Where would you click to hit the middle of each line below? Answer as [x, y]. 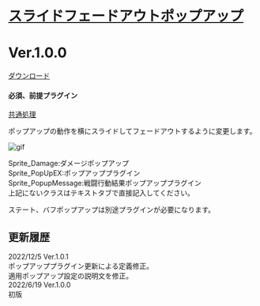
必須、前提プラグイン [43, 95]
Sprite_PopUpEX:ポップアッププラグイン [74, 173]
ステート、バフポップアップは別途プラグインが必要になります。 [112, 210]
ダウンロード [29, 76]
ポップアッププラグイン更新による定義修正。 [81, 266]
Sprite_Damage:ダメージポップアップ [68, 164]
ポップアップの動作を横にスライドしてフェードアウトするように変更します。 [132, 131]
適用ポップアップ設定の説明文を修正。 [70, 276]
